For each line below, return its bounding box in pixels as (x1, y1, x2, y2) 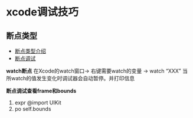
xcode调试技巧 (6, 5, 78, 19)
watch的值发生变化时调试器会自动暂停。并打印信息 (11, 75, 135, 81)
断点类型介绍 (14, 48, 46, 54)
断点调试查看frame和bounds (6, 87, 77, 94)
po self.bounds (14, 106, 51, 112)
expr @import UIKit (14, 99, 61, 106)
